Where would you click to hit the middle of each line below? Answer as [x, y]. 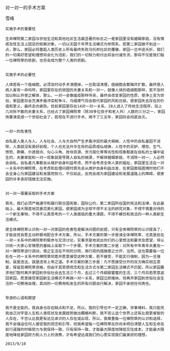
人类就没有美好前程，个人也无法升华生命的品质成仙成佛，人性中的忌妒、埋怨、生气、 [88, 147]
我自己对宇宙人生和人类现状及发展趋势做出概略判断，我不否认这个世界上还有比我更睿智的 [85, 313]
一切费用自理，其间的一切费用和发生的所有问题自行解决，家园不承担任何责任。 [83, 284]
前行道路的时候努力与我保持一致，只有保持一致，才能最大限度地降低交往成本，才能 [79, 330]
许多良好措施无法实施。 [34, 179]
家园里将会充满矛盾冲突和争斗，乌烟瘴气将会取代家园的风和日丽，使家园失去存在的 [87, 101]
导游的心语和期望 [21, 298]
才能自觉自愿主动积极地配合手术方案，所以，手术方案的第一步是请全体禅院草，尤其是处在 [85, 235]
